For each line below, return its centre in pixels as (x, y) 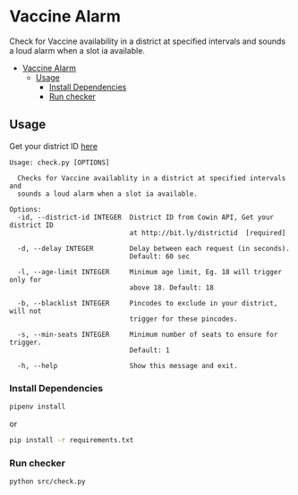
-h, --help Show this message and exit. (128, 365)
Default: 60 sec (160, 256)
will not (26, 311)
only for (26, 280)
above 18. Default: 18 (172, 288)
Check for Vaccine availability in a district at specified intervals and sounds (148, 41)
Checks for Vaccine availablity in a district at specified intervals (152, 178)
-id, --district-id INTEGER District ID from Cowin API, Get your (146, 217)
